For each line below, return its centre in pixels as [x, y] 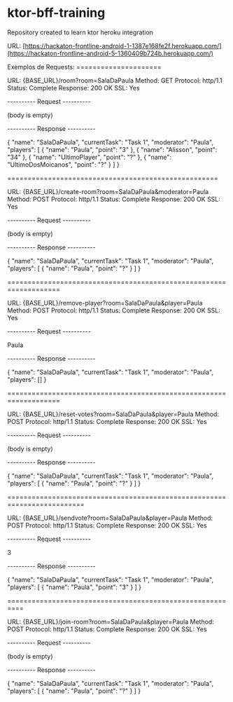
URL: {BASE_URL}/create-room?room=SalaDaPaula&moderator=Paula [108, 191]
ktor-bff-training [56, 13]
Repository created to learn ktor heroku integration [80, 32]
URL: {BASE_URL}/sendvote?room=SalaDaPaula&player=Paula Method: [110, 518]
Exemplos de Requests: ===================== [85, 67]
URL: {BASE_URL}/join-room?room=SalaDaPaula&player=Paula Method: [111, 621]
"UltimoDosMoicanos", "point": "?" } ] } [64, 164]
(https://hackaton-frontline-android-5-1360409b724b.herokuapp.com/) [110, 53]
